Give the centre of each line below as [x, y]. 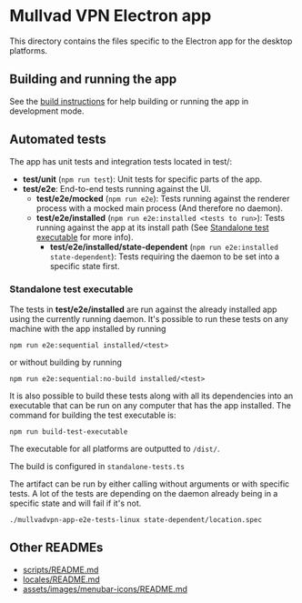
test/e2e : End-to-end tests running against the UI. [117, 188]
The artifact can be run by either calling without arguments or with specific [150, 484]
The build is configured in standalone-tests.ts [97, 466]
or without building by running [66, 362]
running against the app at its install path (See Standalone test [153, 227]
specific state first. [85, 266]
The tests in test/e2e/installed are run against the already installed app [143, 309]
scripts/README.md [60, 569]
